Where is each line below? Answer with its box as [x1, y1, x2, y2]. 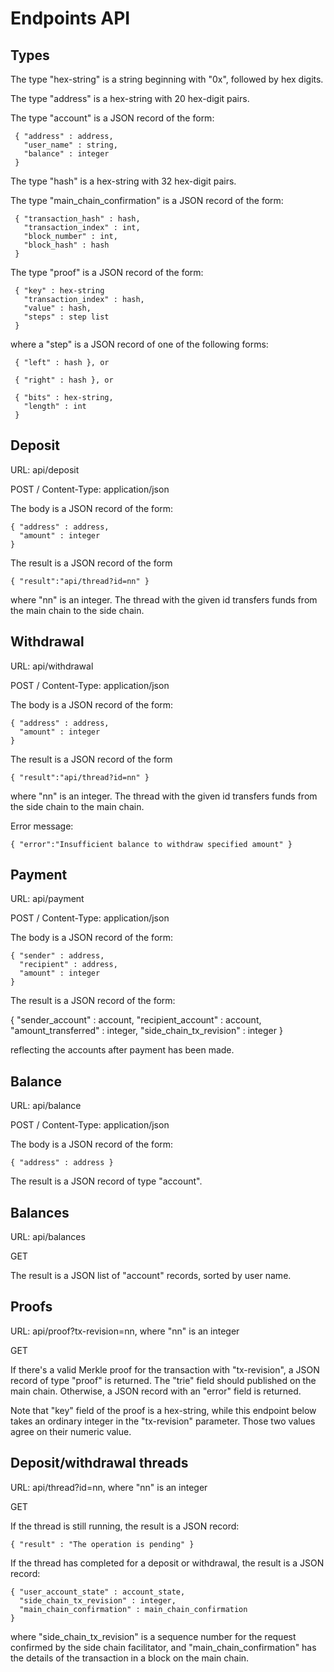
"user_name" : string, [23, 140, 118, 150]
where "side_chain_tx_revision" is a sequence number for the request [10, 1630, 297, 1642]
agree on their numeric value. [10, 1425, 132, 1437]
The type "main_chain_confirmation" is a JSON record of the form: [10, 195, 284, 206]
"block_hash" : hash [23, 240, 110, 250]
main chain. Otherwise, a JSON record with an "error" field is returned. [10, 1385, 302, 1397]
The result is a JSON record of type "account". [10, 1175, 203, 1187]
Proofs [10, 1298, 53, 1316]
